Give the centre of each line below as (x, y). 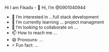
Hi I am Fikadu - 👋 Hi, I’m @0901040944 (45, 8)
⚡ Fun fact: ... (25, 45)
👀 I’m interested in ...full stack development (55, 17)
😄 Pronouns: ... (27, 40)
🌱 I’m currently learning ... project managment (58, 22)
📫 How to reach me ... (34, 33)
